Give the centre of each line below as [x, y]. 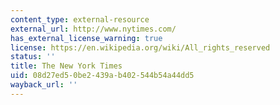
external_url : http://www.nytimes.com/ [93, 29]
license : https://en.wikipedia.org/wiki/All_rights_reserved [140, 47]
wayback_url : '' [44, 85]
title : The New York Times [66, 66]
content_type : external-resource [80, 19]
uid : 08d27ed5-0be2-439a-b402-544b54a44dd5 [102, 76]
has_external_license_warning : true [86, 38]
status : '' [33, 57]
